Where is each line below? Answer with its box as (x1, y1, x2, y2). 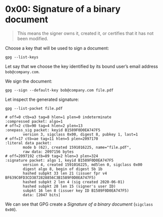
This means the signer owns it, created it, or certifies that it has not (17, 30, 154, 36)
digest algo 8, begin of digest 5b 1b (23, 167, 103, 172)
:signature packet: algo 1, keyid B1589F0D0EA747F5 (5, 158, 114, 163)
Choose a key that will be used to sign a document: (5, 45, 110, 51)
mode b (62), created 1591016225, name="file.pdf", (23, 145, 132, 150)
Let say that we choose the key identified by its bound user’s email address (5, 63, 158, 69)
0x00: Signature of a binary (5, 3, 121, 15)
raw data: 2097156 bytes (23, 149, 74, 154)
